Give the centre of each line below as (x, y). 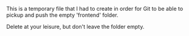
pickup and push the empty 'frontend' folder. (62, 15)
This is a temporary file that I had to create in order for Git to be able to (95, 9)
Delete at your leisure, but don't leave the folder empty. (75, 27)
